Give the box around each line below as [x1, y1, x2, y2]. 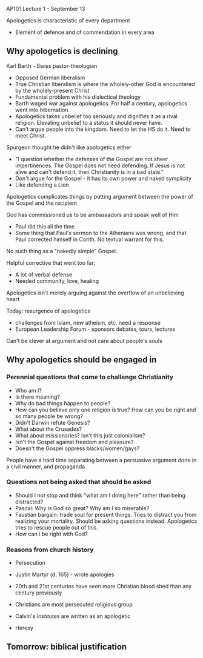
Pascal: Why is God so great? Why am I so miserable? [15, 504, 150, 511]
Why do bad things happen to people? [15, 399, 111, 407]
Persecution [15, 559, 45, 567]
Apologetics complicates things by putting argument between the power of [6, 193, 194, 200]
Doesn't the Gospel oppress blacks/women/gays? [15, 445, 140, 452]
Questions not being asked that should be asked [6, 478, 151, 487]
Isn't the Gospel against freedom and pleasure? [15, 438, 134, 445]
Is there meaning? [15, 393, 61, 400]
